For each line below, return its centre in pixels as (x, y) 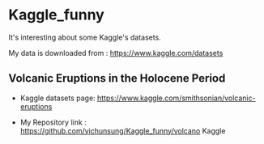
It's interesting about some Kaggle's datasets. (85, 37)
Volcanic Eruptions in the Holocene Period (117, 78)
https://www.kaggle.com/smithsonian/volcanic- (177, 98)
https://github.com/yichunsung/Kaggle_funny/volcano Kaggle (123, 130)
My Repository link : (53, 122)
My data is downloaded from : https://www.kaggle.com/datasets (116, 53)
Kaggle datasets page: (57, 98)
